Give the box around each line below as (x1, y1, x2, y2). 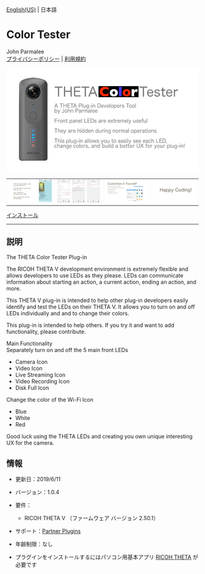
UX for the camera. (6, 439, 54, 446)
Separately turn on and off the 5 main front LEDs (6, 346, 128, 353)
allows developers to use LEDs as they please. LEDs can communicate (6, 271, 184, 279)
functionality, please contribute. (6, 328, 87, 335)
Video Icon (15, 364, 43, 372)
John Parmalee (6, 48, 45, 55)
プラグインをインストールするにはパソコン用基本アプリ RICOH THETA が (15, 553, 198, 561)
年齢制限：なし (15, 540, 53, 548)
